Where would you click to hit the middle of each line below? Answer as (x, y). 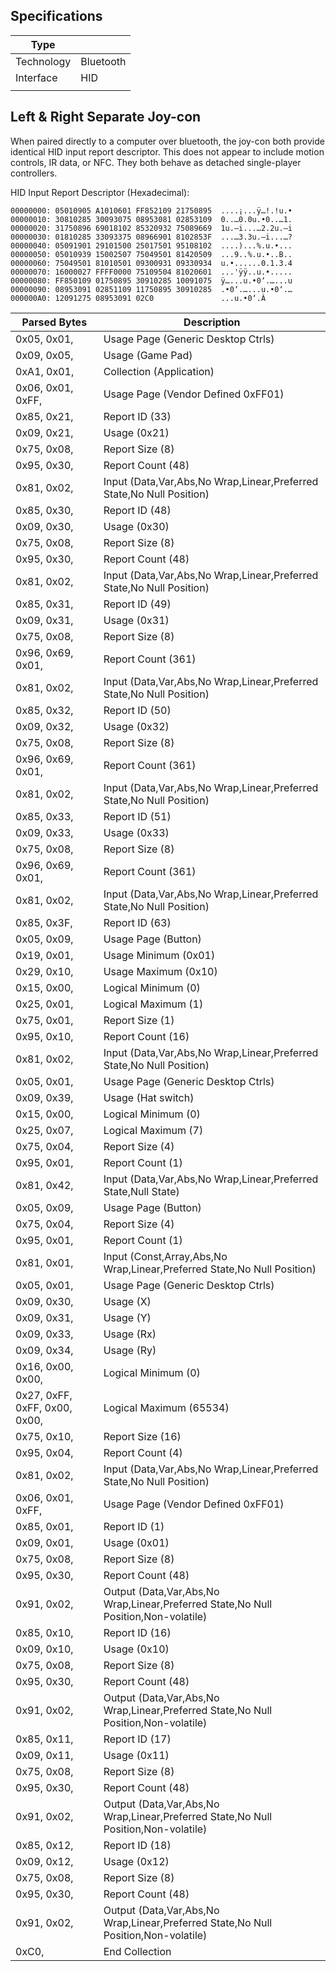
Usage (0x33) (136, 832)
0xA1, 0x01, (45, 371)
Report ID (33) (137, 416)
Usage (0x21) (136, 432)
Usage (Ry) (130, 1350)
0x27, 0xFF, (44, 1395)
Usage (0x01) (136, 1542)
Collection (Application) (159, 371)
